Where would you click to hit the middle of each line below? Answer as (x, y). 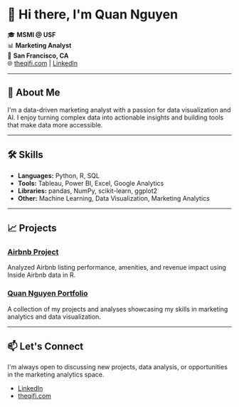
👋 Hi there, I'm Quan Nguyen (93, 15)
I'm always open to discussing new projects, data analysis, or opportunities (117, 367)
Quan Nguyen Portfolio (48, 293)
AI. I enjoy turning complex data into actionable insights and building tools (116, 117)
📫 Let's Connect (46, 346)
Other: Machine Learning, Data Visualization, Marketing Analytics (113, 198)
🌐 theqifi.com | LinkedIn (43, 63)
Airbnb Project (33, 252)
